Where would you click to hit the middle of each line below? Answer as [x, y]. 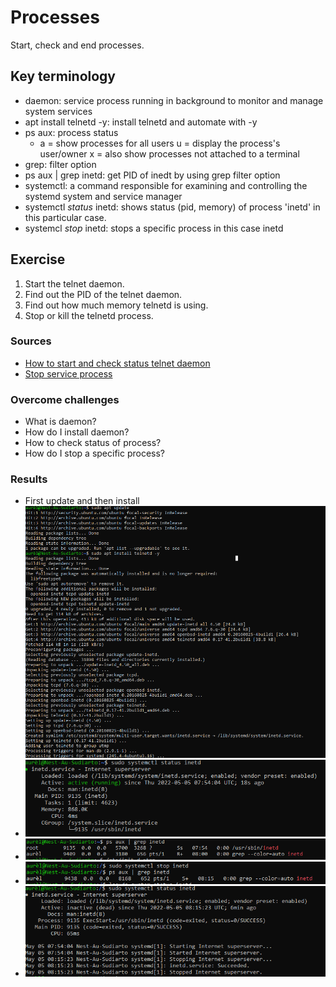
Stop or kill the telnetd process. [89, 315]
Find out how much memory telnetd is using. [116, 305]
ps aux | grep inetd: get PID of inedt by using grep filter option [152, 175]
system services [58, 111]
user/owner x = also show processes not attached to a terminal [169, 153]
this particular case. [65, 217]
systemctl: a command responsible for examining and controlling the [166, 185]
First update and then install [82, 501]
